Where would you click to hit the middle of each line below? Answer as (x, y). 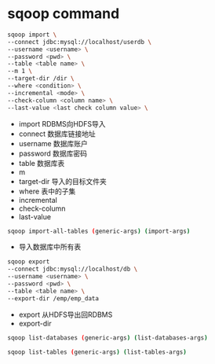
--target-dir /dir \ (41, 79)
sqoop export (29, 262)
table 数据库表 (42, 163)
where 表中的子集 (47, 191)
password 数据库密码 (53, 153)
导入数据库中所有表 (50, 247)
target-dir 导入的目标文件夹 (63, 181)
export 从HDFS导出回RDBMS (66, 314)
